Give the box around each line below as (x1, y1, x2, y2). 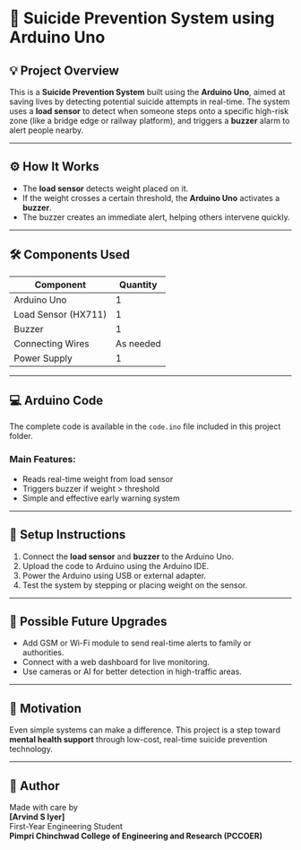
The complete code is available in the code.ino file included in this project (9, 421, 281, 432)
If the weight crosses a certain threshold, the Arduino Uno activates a (21, 192, 280, 203)
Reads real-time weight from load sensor (21, 473, 174, 484)
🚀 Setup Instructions (9, 527, 126, 542)
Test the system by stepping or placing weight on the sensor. (21, 579, 248, 591)
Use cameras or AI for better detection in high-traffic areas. (21, 666, 242, 677)
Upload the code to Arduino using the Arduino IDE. (21, 560, 210, 571)
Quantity (119, 278, 158, 291)
